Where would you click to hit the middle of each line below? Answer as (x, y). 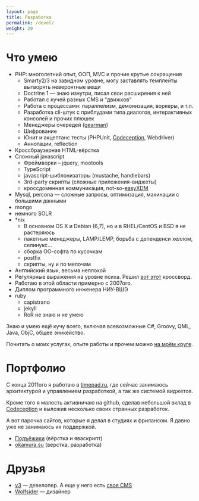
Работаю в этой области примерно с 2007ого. (73, 283)
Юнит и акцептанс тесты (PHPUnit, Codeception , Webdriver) (99, 138)
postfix (32, 258)
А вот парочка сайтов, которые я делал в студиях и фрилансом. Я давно (98, 421)
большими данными (40, 201)
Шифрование (40, 131)
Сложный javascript (40, 157)
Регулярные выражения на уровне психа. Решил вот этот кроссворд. (103, 277)
